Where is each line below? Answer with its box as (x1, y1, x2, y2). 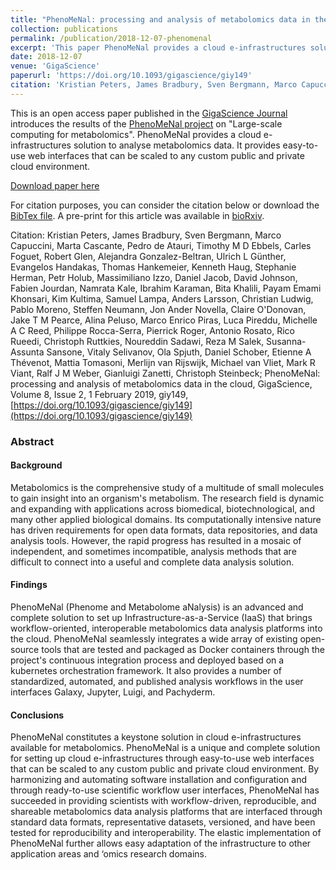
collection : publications (10, 24, 118, 34)
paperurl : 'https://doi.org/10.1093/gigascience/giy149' (10, 71, 253, 81)
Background (10, 459, 63, 471)
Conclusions (10, 709, 65, 721)
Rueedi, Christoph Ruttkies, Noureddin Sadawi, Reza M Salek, (10, 335, 265, 347)
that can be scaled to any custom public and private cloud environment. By (10, 763, 320, 775)
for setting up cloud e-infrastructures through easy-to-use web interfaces (10, 752, 315, 765)
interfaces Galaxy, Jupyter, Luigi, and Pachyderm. (10, 686, 216, 698)
